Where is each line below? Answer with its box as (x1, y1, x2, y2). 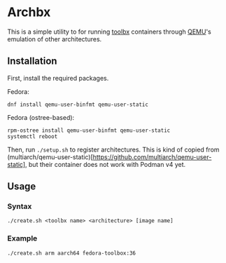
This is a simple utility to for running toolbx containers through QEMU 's (7, 27, 211, 36)
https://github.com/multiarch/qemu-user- (92, 152, 212, 161)
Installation (7, 55, 57, 67)
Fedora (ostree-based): (7, 113, 75, 121)
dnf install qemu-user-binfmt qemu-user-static (7, 101, 149, 108)
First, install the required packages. (7, 74, 109, 82)
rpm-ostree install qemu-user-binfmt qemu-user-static (7, 127, 171, 134)
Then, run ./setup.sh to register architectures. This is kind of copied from (7, 145, 220, 154)
